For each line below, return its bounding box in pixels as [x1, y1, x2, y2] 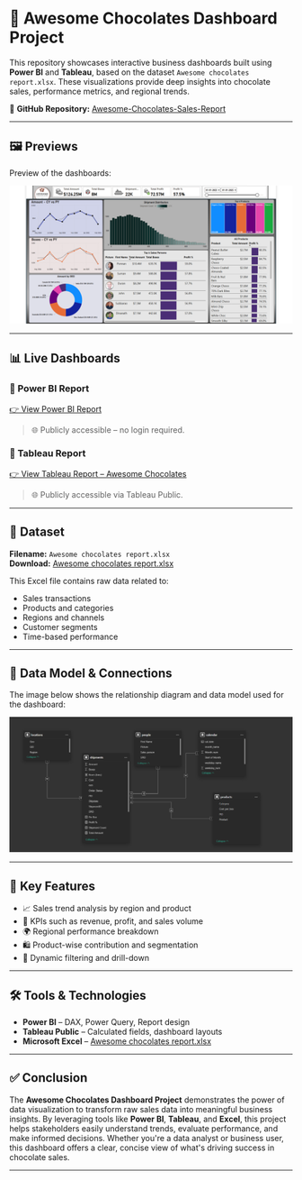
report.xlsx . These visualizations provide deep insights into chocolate [9, 76, 271, 87]
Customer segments [22, 621, 98, 632]
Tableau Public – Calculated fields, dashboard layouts [22, 1026, 223, 1037]
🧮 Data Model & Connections [9, 666, 173, 681]
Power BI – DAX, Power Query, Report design [22, 1016, 191, 1027]
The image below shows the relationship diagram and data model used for [9, 690, 285, 700]
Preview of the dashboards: [9, 167, 112, 178]
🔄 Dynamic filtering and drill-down [22, 952, 150, 963]
